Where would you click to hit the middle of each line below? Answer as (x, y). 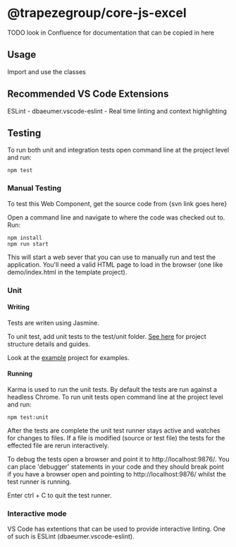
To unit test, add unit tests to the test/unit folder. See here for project (107, 336)
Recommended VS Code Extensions (88, 94)
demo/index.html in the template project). (67, 272)
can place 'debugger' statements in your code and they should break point (116, 467)
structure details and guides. (49, 344)
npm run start (28, 244)
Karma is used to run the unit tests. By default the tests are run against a (112, 389)
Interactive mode (37, 513)
